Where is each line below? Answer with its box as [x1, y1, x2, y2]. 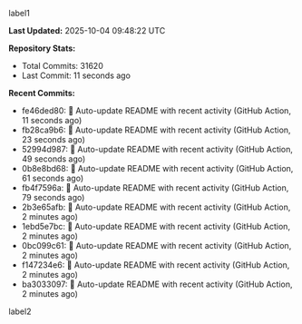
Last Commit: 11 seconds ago [21, 70, 131, 81]
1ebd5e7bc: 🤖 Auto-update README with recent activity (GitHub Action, [21, 221, 291, 231]
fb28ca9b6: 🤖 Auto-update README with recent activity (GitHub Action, [21, 124, 291, 135]
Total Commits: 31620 [21, 61, 103, 71]
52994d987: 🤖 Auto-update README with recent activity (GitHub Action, [21, 144, 294, 154]
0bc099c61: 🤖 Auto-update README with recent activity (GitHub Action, [21, 241, 292, 250]
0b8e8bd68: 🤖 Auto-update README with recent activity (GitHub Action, [21, 163, 294, 173]
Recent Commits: [8, 88, 75, 98]
